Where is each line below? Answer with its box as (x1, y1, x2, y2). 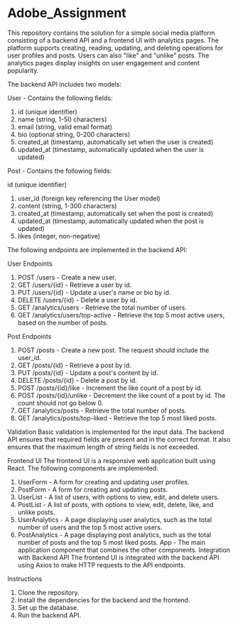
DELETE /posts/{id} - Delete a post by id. (17, 376, 137, 384)
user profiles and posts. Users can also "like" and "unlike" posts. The (7, 51, 210, 60)
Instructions (7, 574, 43, 583)
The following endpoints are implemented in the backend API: (7, 245, 188, 254)
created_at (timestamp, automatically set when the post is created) (17, 209, 214, 217)
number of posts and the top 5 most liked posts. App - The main (17, 538, 206, 546)
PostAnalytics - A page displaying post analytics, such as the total (17, 531, 212, 539)
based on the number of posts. (17, 318, 109, 327)
